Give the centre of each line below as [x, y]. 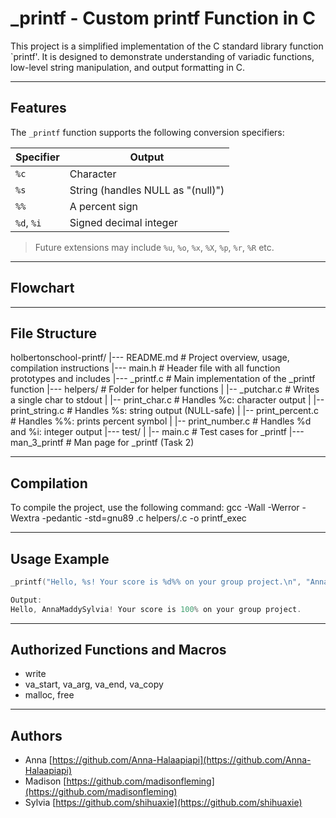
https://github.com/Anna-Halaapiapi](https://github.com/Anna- [181, 760]
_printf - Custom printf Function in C [163, 18]
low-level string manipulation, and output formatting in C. [128, 67]
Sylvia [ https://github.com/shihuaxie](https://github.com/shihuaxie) [163, 803]
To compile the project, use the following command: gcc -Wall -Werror [155, 508]
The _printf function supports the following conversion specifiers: [147, 132]
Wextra [25, 518]
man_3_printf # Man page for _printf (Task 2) [102, 443]
